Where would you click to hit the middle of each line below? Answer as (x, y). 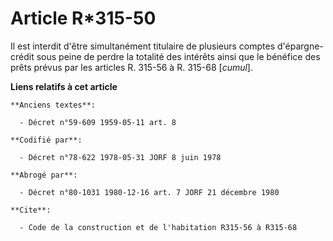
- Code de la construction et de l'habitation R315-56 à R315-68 (158, 227)
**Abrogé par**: (44, 175)
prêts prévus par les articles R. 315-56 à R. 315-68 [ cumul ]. (131, 67)
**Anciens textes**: (53, 105)
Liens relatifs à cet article (64, 86)
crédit (22, 56)
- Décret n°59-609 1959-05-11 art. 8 (98, 122)
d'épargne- (300, 46)
